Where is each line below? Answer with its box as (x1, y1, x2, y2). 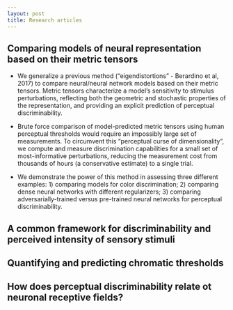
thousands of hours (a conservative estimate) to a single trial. (17, 160, 193, 168)
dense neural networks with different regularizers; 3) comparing (17, 187, 202, 196)
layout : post (7, 10, 45, 17)
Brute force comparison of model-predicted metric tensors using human (17, 123, 225, 131)
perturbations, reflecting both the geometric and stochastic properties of (17, 94, 226, 102)
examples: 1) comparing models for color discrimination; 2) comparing (17, 180, 219, 189)
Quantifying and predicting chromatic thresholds (7, 257, 224, 269)
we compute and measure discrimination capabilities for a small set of (17, 144, 218, 153)
